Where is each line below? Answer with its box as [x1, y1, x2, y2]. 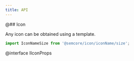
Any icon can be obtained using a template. [5, 31, 96, 37]
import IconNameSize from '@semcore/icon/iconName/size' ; [5, 41, 130, 46]
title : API [5, 7, 28, 13]
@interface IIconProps [5, 50, 52, 56]
